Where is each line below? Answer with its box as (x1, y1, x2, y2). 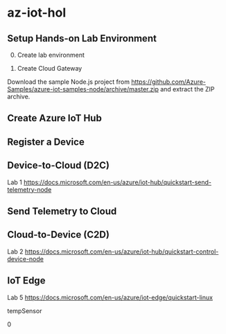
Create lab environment (17, 51, 85, 59)
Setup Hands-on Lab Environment (7, 33, 157, 44)
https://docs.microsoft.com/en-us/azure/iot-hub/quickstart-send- (23, 178, 212, 186)
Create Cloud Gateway (17, 64, 82, 72)
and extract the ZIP (160, 85, 215, 93)
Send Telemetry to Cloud (7, 205, 117, 217)
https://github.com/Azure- (131, 78, 207, 86)
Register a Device (7, 136, 85, 148)
